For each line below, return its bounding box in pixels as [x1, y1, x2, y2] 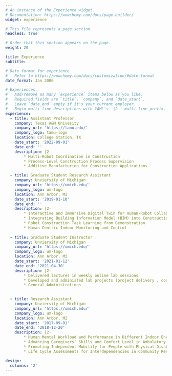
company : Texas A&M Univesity [14, 121, 79, 126]
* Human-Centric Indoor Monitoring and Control [24, 225, 127, 230]
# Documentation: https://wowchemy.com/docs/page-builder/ [5, 12, 134, 17]
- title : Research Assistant [10, 296, 72, 302]
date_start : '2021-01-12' [14, 259, 70, 264]
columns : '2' [10, 363, 38, 368]
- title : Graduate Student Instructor [10, 234, 93, 240]
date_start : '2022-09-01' [14, 140, 70, 145]
